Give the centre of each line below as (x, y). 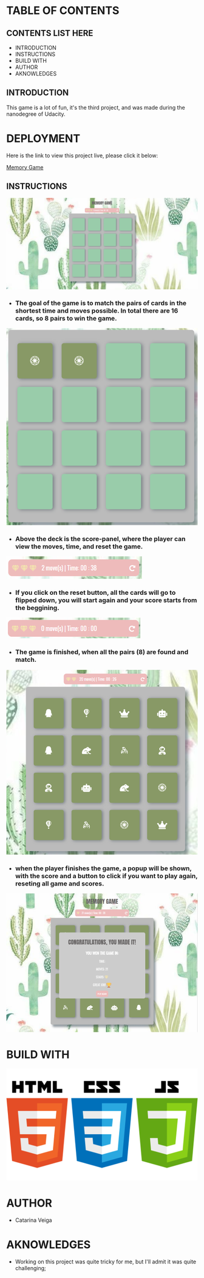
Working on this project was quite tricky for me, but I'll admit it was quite (106, 1262)
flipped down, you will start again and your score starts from (106, 600)
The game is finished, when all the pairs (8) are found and (102, 652)
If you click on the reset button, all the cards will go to (95, 592)
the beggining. (37, 608)
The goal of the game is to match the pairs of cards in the (101, 303)
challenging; (31, 1268)
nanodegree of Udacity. (36, 114)
